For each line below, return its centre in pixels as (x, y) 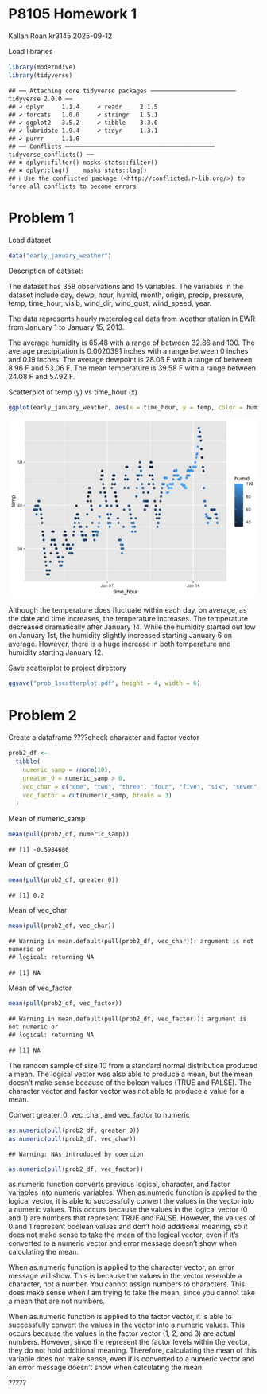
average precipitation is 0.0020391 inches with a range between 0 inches (128, 350)
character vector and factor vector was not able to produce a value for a (126, 1091)
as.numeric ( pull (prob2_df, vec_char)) (72, 1139)
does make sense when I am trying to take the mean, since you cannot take (132, 1293)
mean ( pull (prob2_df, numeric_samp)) (69, 834)
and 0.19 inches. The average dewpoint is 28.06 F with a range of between (130, 359)
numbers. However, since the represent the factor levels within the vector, (129, 1342)
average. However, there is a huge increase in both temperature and (120, 644)
